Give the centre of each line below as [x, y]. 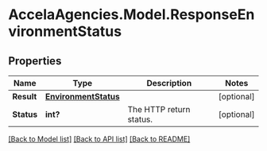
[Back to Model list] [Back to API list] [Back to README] [99, 139]
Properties [35, 61]
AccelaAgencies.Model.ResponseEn [132, 15]
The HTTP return [159, 109]
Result [25, 97]
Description [169, 83]
